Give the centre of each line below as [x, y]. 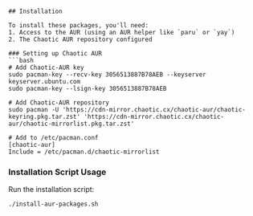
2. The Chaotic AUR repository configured [80, 39]
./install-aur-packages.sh [53, 204]
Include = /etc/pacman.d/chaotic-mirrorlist [84, 152]
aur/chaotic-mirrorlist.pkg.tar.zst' [71, 124]
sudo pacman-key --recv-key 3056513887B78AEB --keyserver [107, 75]
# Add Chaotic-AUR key [46, 67]
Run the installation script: [51, 190]
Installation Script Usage [57, 172]
